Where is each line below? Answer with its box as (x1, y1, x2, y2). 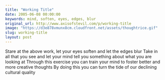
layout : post (5, 35, 32, 40)
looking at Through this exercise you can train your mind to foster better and (5, 59, 161, 65)
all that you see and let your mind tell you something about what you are (5, 53, 152, 59)
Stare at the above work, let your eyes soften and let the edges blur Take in (5, 48, 158, 54)
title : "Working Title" (5, 7, 54, 12)
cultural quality (5, 69, 36, 75)
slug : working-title (5, 30, 48, 35)
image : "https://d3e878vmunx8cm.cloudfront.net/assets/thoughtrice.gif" (5, 26, 158, 31)
